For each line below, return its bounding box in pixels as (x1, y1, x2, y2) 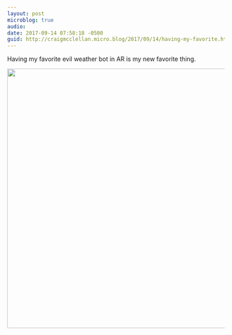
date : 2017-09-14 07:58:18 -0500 (7, 29, 104, 37)
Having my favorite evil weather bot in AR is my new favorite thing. (7, 55, 196, 63)
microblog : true (7, 17, 54, 24)
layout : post (7, 10, 45, 17)
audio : (7, 23, 26, 30)
